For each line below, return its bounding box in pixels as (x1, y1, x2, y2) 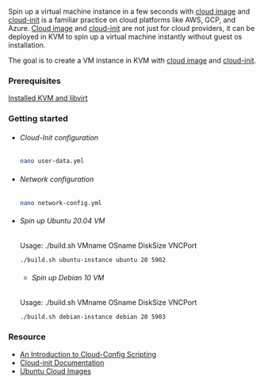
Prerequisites (8, 75, 61, 86)
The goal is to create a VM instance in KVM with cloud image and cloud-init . (8, 55, 257, 65)
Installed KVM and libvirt (8, 93, 89, 103)
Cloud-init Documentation (19, 358, 105, 367)
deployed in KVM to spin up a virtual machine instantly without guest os (8, 32, 243, 41)
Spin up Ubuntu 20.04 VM (19, 215, 105, 225)
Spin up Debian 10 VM (31, 273, 105, 283)
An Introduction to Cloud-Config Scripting (19, 349, 157, 359)
